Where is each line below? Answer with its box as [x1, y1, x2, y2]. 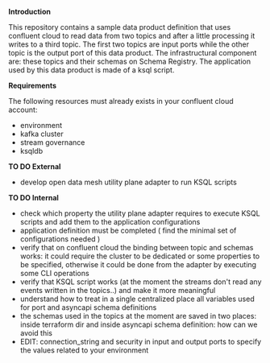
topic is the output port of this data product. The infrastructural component [8, 48, 257, 57]
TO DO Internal [8, 193, 59, 202]
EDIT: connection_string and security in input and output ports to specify [19, 337, 262, 346]
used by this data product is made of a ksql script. [8, 65, 175, 75]
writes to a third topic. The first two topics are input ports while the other [8, 39, 250, 49]
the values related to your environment [19, 345, 149, 355]
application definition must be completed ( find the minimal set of [19, 225, 237, 235]
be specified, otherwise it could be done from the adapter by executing [19, 260, 256, 269]
